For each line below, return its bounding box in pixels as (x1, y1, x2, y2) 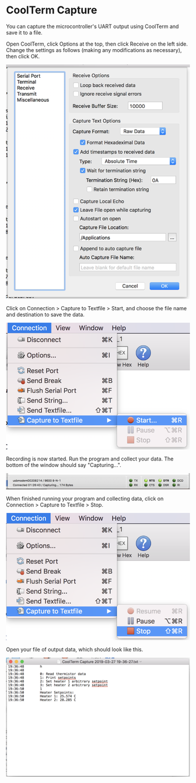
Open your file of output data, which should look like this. (6, 646, 143, 653)
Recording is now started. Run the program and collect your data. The (6, 455, 174, 462)
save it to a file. (6, 29, 43, 36)
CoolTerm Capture (6, 4, 97, 17)
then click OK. (6, 53, 40, 60)
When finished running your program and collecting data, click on (6, 495, 164, 503)
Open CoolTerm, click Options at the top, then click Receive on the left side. (6, 40, 188, 47)
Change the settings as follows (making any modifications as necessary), (6, 46, 182, 53)
